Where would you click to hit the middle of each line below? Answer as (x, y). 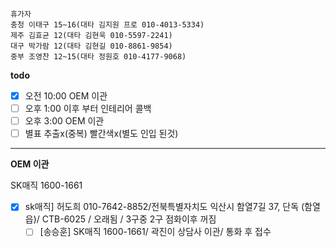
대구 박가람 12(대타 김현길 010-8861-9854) (91, 46)
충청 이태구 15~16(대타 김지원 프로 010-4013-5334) (107, 25)
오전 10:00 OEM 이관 (66, 96)
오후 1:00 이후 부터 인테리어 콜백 (88, 109)
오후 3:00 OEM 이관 (64, 121)
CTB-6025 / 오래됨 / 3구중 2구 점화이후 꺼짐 (129, 219)
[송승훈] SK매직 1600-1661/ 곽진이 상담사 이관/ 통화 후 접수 (155, 232)
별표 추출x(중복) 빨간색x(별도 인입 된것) (101, 134)
